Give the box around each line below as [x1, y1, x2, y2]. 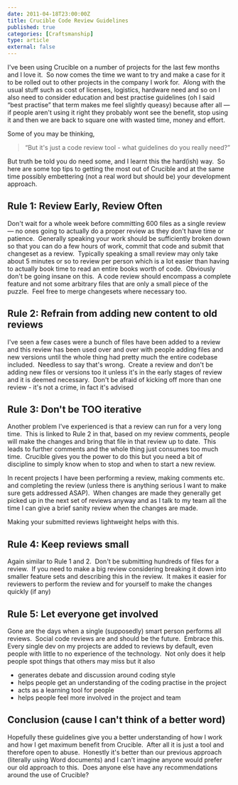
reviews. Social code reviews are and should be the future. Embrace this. [7, 634, 225, 643]
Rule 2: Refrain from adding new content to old [7, 308, 218, 320]
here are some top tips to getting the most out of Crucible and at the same [7, 165, 225, 173]
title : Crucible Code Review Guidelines [7, 17, 129, 24]
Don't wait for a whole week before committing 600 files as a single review [7, 219, 226, 227]
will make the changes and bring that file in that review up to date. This [7, 438, 217, 446]
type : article [7, 37, 50, 44]
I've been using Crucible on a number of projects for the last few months [7, 63, 220, 71]
